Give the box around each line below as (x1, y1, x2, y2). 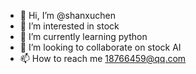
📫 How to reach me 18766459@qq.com (19, 53, 187, 64)
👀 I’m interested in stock (19, 20, 120, 32)
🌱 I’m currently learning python (19, 31, 148, 42)
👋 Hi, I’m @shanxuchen (19, 10, 116, 21)
